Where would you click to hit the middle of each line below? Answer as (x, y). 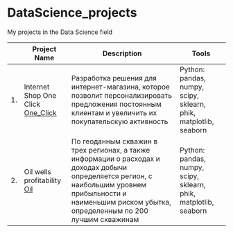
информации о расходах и (116, 159)
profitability (42, 180)
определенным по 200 (110, 211)
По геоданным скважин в (115, 141)
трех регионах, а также (111, 150)
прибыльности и (99, 193)
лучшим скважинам (105, 219)
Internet (37, 87)
